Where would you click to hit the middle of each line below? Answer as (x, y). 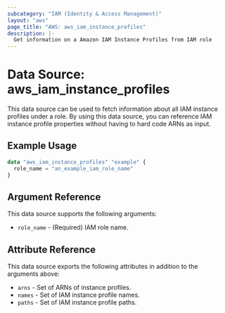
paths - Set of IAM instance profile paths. (77, 302)
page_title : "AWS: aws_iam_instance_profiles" (77, 27)
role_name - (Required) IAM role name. (73, 227)
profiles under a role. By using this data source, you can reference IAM (110, 116)
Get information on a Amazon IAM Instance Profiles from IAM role (113, 40)
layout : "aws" (28, 20)
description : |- (31, 33)
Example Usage (42, 146)
